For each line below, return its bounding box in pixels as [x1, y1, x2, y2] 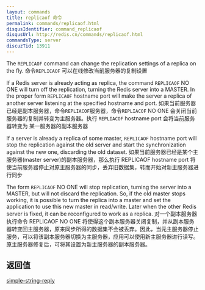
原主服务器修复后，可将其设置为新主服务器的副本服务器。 [6, 241, 151, 248]
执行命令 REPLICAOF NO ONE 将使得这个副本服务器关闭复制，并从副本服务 [6, 217, 195, 225]
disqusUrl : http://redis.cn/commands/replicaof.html [6, 32, 143, 38]
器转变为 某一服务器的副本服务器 [6, 122, 88, 129]
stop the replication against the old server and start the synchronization [6, 141, 186, 148]
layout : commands [6, 9, 51, 15]
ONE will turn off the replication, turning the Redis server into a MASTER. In [6, 85, 195, 93]
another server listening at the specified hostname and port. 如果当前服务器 [6, 99, 196, 107]
